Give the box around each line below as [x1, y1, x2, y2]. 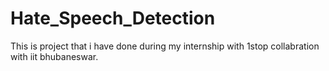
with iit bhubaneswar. [10, 50, 99, 62]
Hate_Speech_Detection [10, 7, 216, 30]
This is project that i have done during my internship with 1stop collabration [10, 40, 320, 52]
